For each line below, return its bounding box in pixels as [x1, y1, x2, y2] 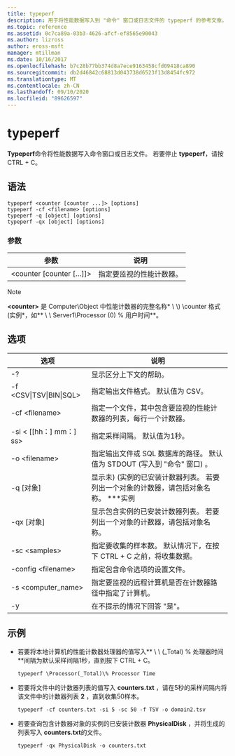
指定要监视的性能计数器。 [98, 270, 183, 279]
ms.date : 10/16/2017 [7, 56, 68, 63]
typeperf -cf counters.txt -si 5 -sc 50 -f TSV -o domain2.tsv [17, 706, 206, 713]
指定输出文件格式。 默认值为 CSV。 [91, 386, 208, 396]
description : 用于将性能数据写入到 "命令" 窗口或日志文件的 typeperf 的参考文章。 [7, 17, 227, 24]
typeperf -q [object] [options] [7, 212, 101, 219]
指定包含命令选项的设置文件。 [91, 564, 190, 574]
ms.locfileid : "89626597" [7, 95, 83, 102]
